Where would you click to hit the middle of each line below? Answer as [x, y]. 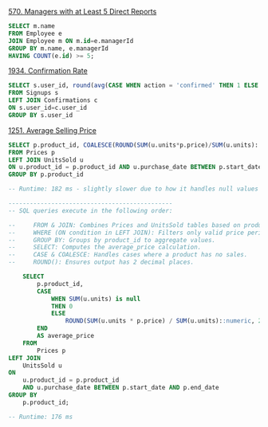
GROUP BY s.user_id [41, 115]
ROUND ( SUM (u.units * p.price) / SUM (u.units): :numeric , [160, 321]
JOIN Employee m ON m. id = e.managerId [71, 41]
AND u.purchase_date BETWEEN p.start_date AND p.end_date [121, 388]
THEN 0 [62, 306]
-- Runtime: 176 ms [41, 417]
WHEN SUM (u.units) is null [96, 299]
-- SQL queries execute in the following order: [91, 210]
